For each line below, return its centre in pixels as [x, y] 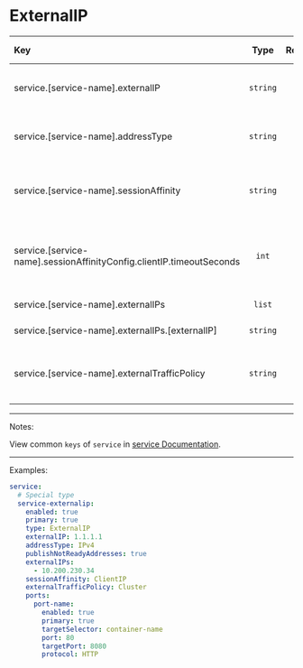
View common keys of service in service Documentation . [115, 444]
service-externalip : [56, 503]
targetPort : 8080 [74, 646]
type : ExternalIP [58, 529]
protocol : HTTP [70, 654]
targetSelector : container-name [103, 629]
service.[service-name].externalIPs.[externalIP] [116, 330]
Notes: [22, 426]
